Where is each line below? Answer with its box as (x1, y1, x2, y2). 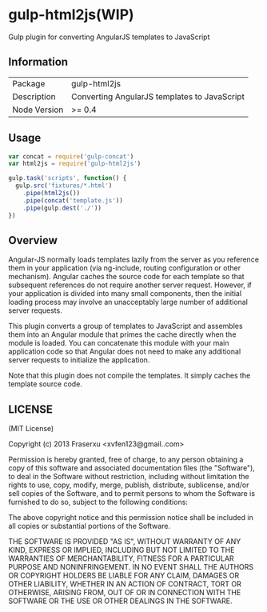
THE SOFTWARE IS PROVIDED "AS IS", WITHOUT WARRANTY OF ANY (8, 537, 241, 546)
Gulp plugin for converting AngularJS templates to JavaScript (8, 32, 210, 42)
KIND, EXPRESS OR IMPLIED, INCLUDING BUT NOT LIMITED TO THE (8, 546, 235, 555)
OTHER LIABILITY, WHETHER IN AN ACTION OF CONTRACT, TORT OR (8, 579, 241, 589)
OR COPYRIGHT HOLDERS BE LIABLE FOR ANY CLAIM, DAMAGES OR (8, 570, 240, 581)
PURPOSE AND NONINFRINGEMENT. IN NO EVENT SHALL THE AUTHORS (8, 562, 254, 572)
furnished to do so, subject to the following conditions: (8, 498, 188, 507)
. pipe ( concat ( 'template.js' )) (22, 196, 124, 205)
